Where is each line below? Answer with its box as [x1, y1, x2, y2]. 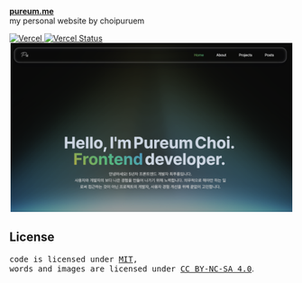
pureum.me [9, 6, 54, 16]
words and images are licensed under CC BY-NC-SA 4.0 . [9, 263, 254, 274]
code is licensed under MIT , [9, 254, 138, 264]
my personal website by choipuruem [9, 15, 145, 26]
